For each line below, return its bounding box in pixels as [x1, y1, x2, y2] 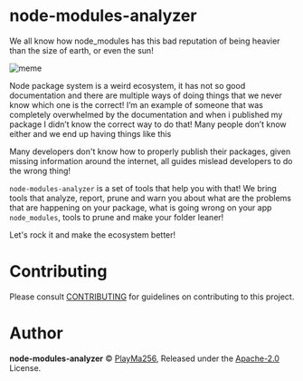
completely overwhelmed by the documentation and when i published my [9, 109, 283, 120]
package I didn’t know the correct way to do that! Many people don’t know [9, 119, 287, 130]
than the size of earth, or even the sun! [9, 44, 154, 55]
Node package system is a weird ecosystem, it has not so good [9, 80, 246, 91]
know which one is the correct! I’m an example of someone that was [9, 99, 264, 110]
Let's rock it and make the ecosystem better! [9, 229, 176, 240]
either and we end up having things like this [9, 128, 172, 139]
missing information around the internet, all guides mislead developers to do [9, 155, 293, 166]
